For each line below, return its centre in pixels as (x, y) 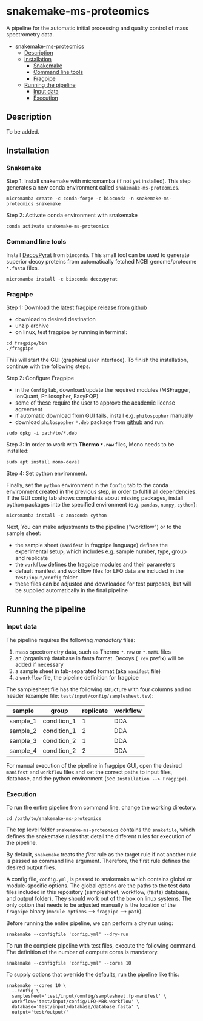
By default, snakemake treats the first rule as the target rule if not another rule (101, 855)
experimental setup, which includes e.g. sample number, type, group (101, 551)
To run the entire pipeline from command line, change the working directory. (101, 808)
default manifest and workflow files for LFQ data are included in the (99, 571)
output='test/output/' (40, 1012)
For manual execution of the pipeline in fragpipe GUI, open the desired (94, 765)
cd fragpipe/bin (27, 343)
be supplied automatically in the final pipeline (72, 590)
